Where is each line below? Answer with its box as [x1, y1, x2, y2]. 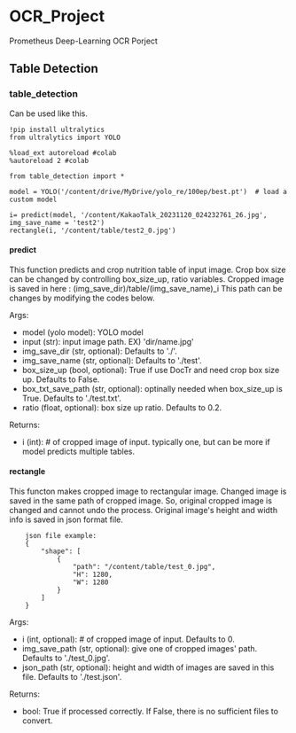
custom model [9, 195, 58, 204]
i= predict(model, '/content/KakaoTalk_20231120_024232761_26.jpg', [9, 210, 268, 219]
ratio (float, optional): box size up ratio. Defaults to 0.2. [21, 402, 222, 413]
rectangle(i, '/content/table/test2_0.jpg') [9, 226, 176, 235]
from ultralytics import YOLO [9, 133, 121, 142]
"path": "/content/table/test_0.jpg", [72, 563, 216, 572]
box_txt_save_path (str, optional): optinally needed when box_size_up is [21, 383, 284, 394]
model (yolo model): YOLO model [21, 326, 144, 338]
